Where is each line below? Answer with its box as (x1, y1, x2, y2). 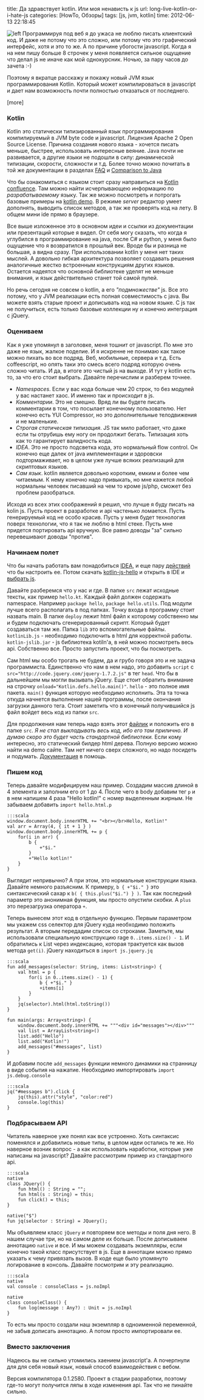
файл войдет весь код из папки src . (7, 708, 100, 716)
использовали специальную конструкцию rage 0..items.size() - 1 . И (7, 934, 189, 941)
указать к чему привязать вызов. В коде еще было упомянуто (7, 1254, 169, 1262)
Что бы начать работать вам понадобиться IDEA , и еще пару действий (7, 561, 191, 569)
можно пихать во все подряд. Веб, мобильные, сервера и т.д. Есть (7, 354, 182, 361)
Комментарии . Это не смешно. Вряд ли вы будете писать (15, 398, 166, 406)
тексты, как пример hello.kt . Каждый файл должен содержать (7, 593, 172, 600)
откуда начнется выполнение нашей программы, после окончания (7, 695, 182, 703)
